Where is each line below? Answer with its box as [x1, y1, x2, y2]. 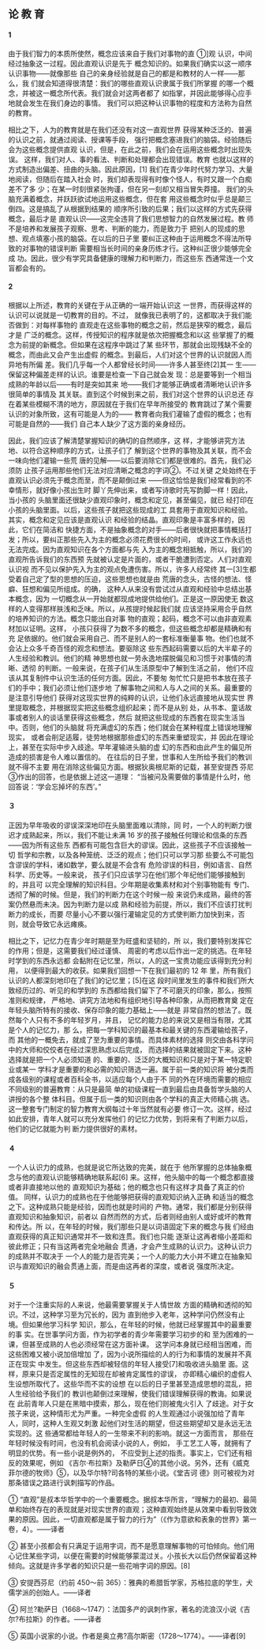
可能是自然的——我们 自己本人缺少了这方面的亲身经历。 [8, 418, 190, 429]
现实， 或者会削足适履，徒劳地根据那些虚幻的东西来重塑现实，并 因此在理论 [8, 732, 254, 742]
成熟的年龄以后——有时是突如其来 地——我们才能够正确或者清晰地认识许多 [8, 379, 252, 389]
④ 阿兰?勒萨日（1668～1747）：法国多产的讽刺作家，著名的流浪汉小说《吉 [8, 1605, 251, 1614]
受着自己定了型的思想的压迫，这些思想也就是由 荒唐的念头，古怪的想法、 [8, 574, 245, 584]
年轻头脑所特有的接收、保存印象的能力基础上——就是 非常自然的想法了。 [8, 1005, 245, 1015]
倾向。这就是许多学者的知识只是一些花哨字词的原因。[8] [8, 1561, 191, 1571]
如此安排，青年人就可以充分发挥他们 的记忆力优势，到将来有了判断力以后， [8, 1114, 252, 1123]
